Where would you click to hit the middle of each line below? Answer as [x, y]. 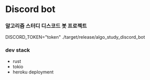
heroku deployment [33, 72]
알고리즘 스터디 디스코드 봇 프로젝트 [46, 26]
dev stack [18, 50]
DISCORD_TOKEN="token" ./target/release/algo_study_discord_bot [75, 37]
